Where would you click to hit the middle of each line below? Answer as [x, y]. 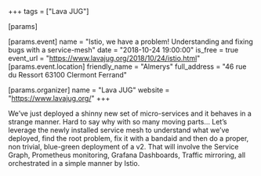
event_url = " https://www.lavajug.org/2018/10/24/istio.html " [104, 58]
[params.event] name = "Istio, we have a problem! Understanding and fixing [130, 41]
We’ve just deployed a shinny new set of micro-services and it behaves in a [130, 113]
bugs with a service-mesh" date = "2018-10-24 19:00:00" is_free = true [123, 50]
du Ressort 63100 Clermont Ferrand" [68, 75]
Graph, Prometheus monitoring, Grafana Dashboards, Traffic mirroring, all [127, 155]
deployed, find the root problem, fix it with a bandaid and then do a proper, [129, 138]
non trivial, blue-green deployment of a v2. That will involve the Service [123, 147]
